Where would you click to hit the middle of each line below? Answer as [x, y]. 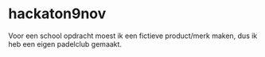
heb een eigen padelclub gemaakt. [65, 44]
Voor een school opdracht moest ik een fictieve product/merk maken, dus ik [133, 36]
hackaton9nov [57, 14]
